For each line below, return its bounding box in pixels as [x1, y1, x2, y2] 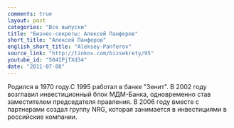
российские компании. [7, 112, 78, 121]
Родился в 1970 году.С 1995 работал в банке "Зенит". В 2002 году [7, 82, 208, 91]
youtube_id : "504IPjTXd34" [7, 57, 87, 64]
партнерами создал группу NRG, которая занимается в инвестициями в [7, 105, 228, 113]
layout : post [7, 17, 46, 24]
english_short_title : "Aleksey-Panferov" [7, 43, 132, 50]
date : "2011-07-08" [7, 63, 65, 70]
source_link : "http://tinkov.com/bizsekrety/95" [7, 50, 154, 57]
